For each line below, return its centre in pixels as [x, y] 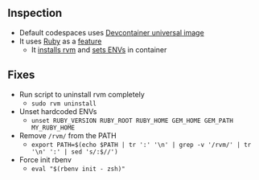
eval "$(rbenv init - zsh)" [78, 169]
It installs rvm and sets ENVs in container [99, 49]
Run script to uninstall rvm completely [82, 94]
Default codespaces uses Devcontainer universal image [111, 32]
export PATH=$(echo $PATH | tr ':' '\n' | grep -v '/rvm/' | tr [141, 145]
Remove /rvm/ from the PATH [68, 135]
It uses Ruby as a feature [60, 41]
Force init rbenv [45, 159]
